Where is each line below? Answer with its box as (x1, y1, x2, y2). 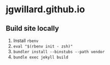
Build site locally (6, 24, 59, 33)
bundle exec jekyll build (13, 55, 68, 60)
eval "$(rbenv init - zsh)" (13, 44, 73, 49)
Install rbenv (13, 37, 39, 44)
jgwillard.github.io (6, 4, 86, 15)
